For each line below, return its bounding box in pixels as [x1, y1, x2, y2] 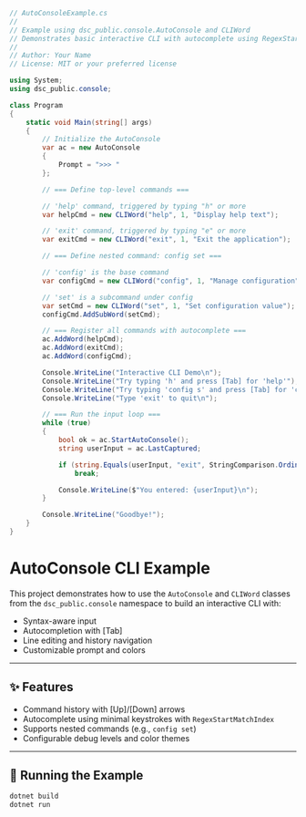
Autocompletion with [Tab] [22, 625, 123, 636]
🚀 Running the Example [9, 768, 144, 783]
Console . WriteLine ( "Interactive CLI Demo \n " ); [42, 367, 222, 377]
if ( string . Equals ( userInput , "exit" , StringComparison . [57, 460, 280, 470]
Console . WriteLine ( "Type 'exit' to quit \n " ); [42, 393, 219, 403]
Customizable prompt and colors [22, 644, 146, 656]
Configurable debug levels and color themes [22, 732, 190, 743]
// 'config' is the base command [42, 268, 169, 277]
